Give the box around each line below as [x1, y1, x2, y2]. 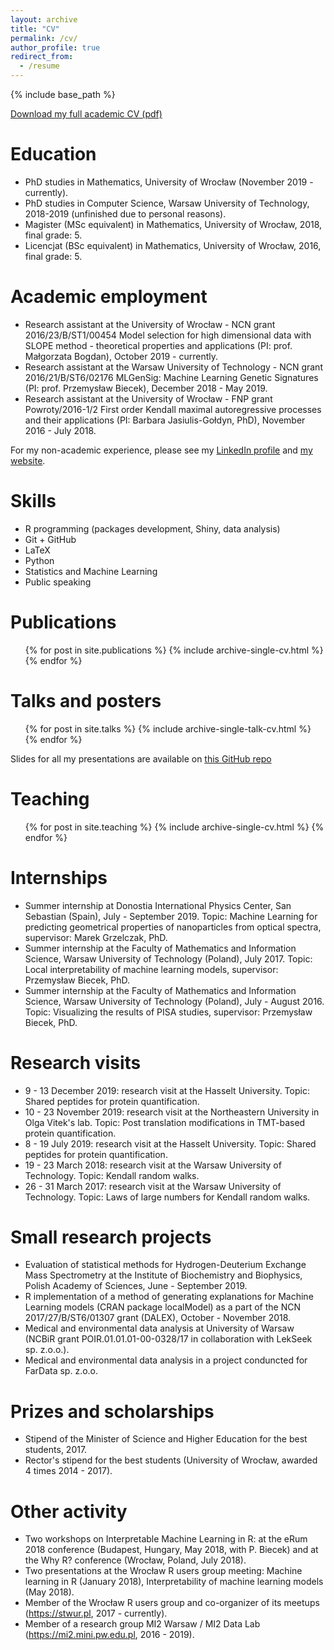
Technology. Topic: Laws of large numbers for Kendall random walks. [24, 1191, 311, 1203]
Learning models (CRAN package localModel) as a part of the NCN [24, 1301, 301, 1313]
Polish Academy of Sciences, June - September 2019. [24, 1280, 248, 1292]
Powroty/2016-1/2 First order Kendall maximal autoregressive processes [24, 403, 322, 415]
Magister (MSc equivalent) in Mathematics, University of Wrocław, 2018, [24, 218, 323, 230]
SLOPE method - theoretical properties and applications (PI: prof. [24, 339, 293, 351]
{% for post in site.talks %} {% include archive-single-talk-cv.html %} [24, 722, 312, 735]
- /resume [19, 61, 60, 71]
